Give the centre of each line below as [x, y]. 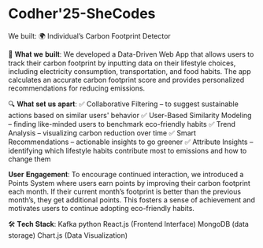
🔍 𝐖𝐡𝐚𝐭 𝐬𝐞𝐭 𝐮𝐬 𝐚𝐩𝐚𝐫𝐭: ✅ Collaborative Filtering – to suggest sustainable [123, 104]
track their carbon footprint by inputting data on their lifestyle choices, [122, 63]
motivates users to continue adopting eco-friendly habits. [102, 208]
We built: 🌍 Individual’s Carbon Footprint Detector [89, 35]
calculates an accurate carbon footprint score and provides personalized [126, 80]
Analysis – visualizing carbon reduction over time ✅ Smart [102, 133]
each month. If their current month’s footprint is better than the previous [125, 191]
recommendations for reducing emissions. [77, 88]
